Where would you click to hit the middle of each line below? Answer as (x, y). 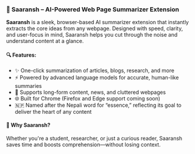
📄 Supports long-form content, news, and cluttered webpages (90, 92)
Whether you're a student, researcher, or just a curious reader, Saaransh (94, 138)
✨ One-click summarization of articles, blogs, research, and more (94, 70)
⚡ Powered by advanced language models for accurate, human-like (97, 77)
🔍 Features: (21, 55)
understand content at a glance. (45, 41)
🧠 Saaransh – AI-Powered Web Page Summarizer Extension (92, 9)
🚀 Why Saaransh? (28, 125)
